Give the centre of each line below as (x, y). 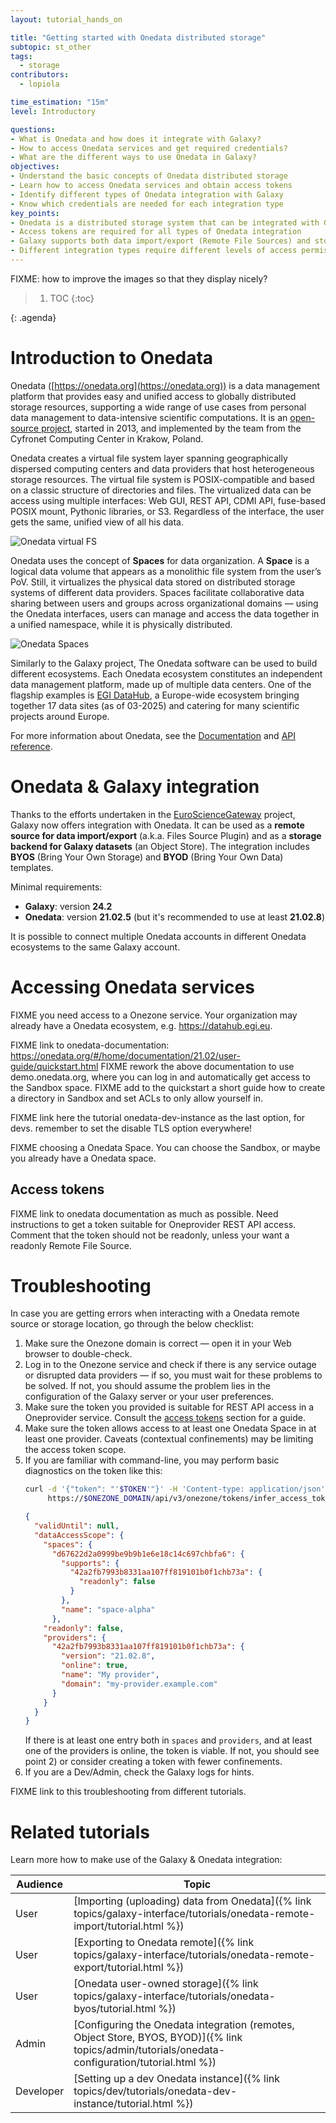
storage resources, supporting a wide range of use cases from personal (158, 407)
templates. (32, 867)
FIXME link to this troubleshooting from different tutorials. (128, 1792)
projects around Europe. (60, 716)
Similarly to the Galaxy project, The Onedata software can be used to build (164, 663)
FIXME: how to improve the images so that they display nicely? (139, 278)
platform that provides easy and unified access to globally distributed (153, 396)
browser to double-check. (78, 1354)
